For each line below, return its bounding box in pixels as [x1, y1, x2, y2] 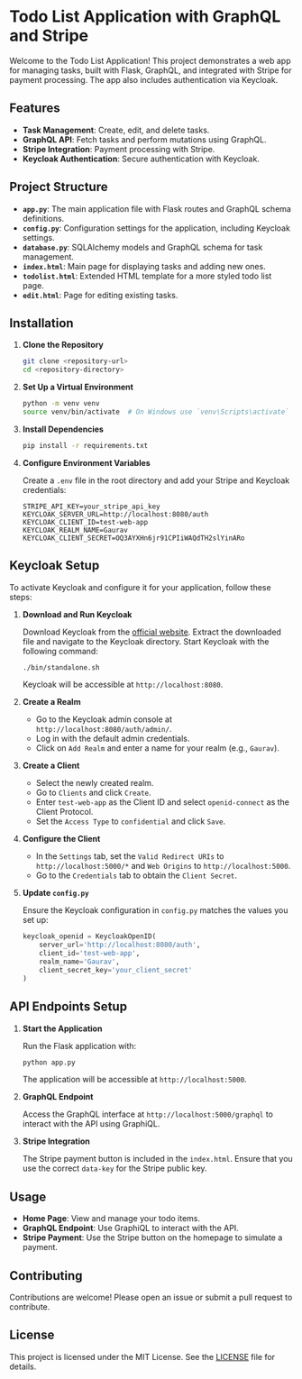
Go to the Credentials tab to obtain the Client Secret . [35, 870, 237, 881]
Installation [9, 315, 74, 331]
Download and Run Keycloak [22, 608, 133, 619]
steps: [9, 591, 32, 602]
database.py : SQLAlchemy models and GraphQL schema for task [22, 242, 263, 252]
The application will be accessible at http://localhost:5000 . [22, 1074, 247, 1085]
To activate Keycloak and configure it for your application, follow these [9, 581, 272, 592]
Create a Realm [22, 697, 81, 708]
